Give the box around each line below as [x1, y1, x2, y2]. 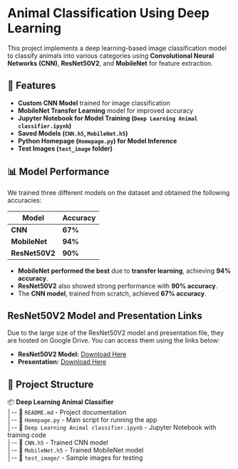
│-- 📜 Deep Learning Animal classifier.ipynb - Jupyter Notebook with [7, 423, 217, 432]
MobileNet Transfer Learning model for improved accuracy [17, 106, 194, 115]
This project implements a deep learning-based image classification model [7, 44, 227, 52]
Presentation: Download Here [17, 358, 107, 366]
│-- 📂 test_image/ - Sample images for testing [7, 453, 143, 462]
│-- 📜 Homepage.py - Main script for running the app [7, 415, 157, 424]
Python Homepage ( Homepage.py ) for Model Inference [17, 136, 177, 145]
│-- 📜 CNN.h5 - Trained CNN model [7, 438, 108, 447]
